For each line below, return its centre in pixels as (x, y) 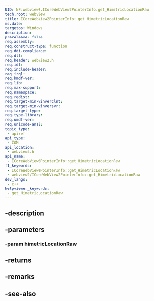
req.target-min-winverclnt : (34, 102)
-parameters (25, 230)
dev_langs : (16, 180)
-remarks (20, 277)
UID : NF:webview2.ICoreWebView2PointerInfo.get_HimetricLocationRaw (77, 10)
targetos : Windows (24, 28)
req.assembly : (20, 42)
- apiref (16, 134)
